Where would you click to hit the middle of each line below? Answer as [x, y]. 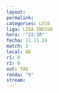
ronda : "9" [20, 75]
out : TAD [17, 69]
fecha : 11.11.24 [27, 40]
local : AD [19, 52]
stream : [16, 80]
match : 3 [17, 46]
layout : [16, 12]
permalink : [20, 18]
